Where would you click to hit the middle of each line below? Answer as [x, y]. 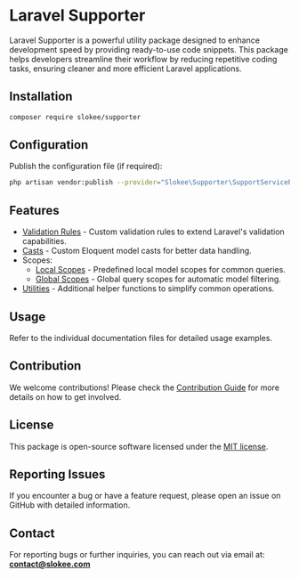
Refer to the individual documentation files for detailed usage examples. [141, 338]
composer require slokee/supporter [75, 117]
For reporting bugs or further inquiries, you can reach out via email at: [137, 555]
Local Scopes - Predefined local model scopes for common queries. [161, 270]
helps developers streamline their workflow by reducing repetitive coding [143, 59]
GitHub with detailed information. [70, 505]
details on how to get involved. [65, 396]
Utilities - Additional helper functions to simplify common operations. [148, 289]
